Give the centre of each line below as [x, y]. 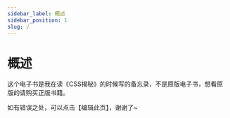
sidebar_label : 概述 [36, 14]
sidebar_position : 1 [38, 20]
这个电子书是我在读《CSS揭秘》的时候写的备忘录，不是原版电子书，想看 [112, 84]
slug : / [19, 27]
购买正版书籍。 [47, 93]
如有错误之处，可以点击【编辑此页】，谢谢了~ [73, 108]
